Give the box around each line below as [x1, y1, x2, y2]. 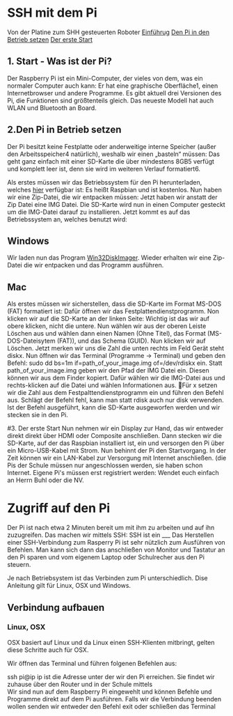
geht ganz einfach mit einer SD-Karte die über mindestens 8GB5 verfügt [7, 157, 214, 165]
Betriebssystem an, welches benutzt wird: [7, 215, 127, 224]
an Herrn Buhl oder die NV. [7, 476, 85, 485]
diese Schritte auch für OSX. [7, 646, 89, 654]
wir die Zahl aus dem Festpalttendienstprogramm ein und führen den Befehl [7, 389, 224, 397]
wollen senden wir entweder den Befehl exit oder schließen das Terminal [7, 702, 216, 710]
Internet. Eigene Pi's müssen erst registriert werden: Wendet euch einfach [7, 469, 219, 477]
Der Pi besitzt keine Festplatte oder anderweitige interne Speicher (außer [7, 142, 217, 150]
